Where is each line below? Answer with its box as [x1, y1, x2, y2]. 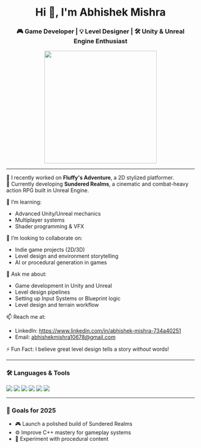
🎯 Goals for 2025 [6, 406, 56, 414]
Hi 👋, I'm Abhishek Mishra [35, 5, 166, 19]
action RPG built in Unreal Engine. [6, 187, 90, 194]
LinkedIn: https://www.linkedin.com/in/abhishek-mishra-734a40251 [14, 327, 181, 334]
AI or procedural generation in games [14, 259, 107, 266]
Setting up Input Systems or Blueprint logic [14, 295, 121, 302]
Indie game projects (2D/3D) [14, 246, 86, 253]
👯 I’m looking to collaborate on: [6, 234, 83, 242]
